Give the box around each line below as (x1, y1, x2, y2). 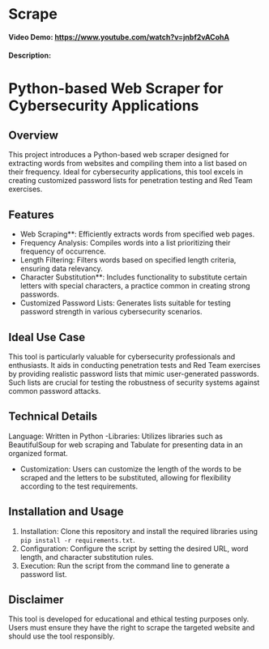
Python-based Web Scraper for (8, 79, 224, 97)
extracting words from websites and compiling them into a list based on (8, 159, 247, 169)
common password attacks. (8, 386, 101, 395)
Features (8, 207, 54, 221)
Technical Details (8, 410, 98, 424)
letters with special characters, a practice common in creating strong (19, 281, 250, 291)
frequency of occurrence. (19, 246, 107, 256)
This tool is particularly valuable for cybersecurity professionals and (8, 352, 236, 361)
